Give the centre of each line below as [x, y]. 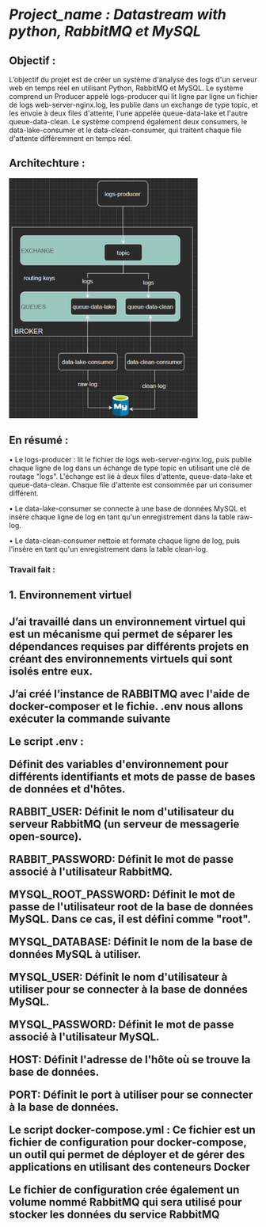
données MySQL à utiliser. [75, 954]
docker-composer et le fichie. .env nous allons [126, 707]
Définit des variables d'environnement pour [119, 764]
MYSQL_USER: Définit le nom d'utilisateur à [118, 977]
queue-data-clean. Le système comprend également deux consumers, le [128, 122]
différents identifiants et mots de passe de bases [132, 777]
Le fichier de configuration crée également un [124, 1190]
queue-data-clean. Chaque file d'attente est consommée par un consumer [131, 484]
